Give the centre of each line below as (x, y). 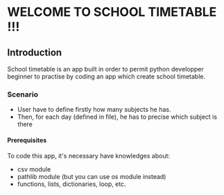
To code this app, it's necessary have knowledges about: (89, 155)
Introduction (35, 52)
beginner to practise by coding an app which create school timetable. (106, 76)
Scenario (23, 94)
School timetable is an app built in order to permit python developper (105, 69)
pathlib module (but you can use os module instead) (92, 176)
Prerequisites (27, 140)
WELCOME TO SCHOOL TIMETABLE (112, 12)
